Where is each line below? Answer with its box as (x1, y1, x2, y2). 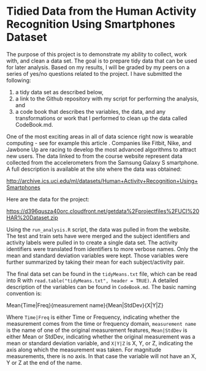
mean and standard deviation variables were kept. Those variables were (6, 252, 189, 259)
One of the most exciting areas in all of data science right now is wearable (6, 133, 194, 140)
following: (6, 77, 31, 84)
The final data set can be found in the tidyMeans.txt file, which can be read (6, 270, 197, 277)
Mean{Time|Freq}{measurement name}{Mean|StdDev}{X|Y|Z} (6, 301, 164, 309)
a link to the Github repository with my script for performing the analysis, (15, 95, 199, 102)
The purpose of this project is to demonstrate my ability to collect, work (6, 50, 187, 58)
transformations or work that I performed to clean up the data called (15, 114, 188, 122)
